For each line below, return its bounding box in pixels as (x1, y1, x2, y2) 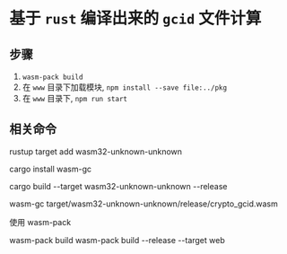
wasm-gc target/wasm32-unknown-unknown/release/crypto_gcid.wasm (9, 198, 278, 209)
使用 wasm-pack (9, 216, 72, 227)
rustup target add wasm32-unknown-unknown (9, 145, 182, 157)
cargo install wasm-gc (9, 163, 92, 174)
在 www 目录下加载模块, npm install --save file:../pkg (22, 82, 227, 92)
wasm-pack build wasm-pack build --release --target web (9, 234, 226, 245)
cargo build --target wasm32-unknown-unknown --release (9, 180, 228, 191)
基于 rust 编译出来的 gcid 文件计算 (9, 8, 262, 29)
